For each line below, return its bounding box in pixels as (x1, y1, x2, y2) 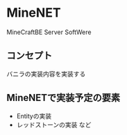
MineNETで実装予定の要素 (6, 92, 121, 104)
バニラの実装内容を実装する (6, 70, 86, 78)
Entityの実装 (16, 111, 52, 120)
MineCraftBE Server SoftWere (6, 28, 92, 36)
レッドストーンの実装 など (16, 120, 92, 129)
